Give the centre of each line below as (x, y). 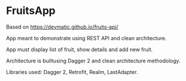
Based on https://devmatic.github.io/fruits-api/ (62, 27)
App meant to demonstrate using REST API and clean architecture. (87, 38)
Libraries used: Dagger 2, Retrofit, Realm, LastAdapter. (72, 72)
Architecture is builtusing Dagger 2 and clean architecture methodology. (93, 61)
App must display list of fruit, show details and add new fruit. (80, 49)
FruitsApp (31, 11)
